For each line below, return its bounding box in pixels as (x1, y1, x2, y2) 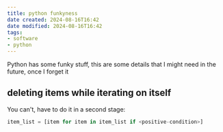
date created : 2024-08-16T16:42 (7, 16, 99, 23)
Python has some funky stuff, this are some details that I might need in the (7, 61, 217, 68)
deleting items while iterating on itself (7, 87, 172, 99)
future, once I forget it (7, 67, 69, 76)
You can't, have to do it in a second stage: (7, 105, 126, 113)
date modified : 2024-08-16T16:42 (7, 22, 103, 29)
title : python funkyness (7, 10, 78, 17)
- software (7, 35, 38, 42)
